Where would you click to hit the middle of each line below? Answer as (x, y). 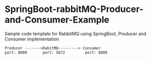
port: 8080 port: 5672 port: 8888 (56, 52)
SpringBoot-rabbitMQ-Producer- (74, 9)
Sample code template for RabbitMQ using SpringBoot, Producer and (75, 33)
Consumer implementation (32, 39)
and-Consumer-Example (57, 20)
